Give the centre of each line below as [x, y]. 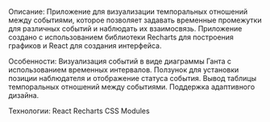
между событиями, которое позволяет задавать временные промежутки [135, 20]
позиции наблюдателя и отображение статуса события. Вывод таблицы [132, 78]
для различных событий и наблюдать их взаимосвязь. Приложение [125, 28]
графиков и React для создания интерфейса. [85, 46]
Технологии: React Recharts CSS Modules [79, 111]
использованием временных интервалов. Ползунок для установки [124, 70]
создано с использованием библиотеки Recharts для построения [121, 37]
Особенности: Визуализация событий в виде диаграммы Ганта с [120, 61]
